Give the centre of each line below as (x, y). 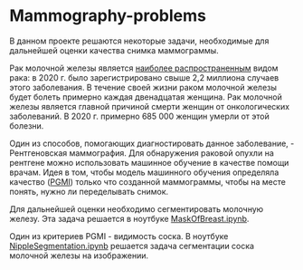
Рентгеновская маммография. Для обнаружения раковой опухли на (142, 153)
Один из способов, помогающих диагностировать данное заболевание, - (152, 143)
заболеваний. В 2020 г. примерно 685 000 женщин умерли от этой (139, 116)
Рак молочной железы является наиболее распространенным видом (144, 68)
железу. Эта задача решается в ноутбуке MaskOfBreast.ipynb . (129, 218)
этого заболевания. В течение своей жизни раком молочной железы (143, 87)
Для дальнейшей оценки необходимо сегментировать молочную (137, 208)
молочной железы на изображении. (79, 256)
